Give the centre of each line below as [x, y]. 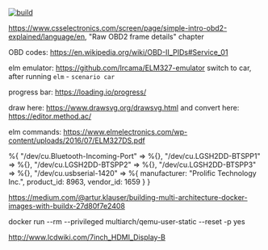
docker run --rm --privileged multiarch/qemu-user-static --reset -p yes [127, 221]
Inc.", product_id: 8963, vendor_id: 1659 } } [80, 182]
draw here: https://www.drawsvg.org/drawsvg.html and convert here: [124, 108]
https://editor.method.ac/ [50, 116]
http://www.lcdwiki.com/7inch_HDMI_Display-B [87, 237]
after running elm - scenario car [62, 76]
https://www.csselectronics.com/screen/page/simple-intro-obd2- [118, 28]
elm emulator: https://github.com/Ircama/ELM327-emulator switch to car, [130, 68]
